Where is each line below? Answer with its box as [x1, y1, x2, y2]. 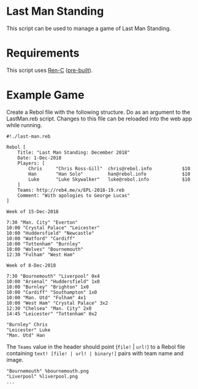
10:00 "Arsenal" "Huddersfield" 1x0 [6, 278, 100, 285]
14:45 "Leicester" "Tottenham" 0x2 [6, 310, 97, 317]
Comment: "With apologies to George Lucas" [17, 192, 131, 198]
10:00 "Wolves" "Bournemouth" [6, 246, 84, 253]
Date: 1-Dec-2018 [17, 155, 62, 161]
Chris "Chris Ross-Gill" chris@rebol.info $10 [28, 165, 191, 171]
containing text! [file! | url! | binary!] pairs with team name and [6, 349, 184, 357]
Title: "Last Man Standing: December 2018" [17, 149, 131, 155]
